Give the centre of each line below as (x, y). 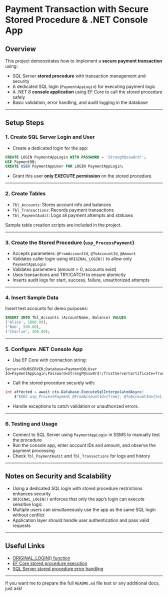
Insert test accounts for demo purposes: (47, 308)
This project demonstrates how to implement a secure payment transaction (84, 61)
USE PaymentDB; (21, 162)
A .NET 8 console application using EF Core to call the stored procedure (87, 92)
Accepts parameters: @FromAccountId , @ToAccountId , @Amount (74, 253)
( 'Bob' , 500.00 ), (23, 327)
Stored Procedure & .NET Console (77, 20)
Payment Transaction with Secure (77, 9)
